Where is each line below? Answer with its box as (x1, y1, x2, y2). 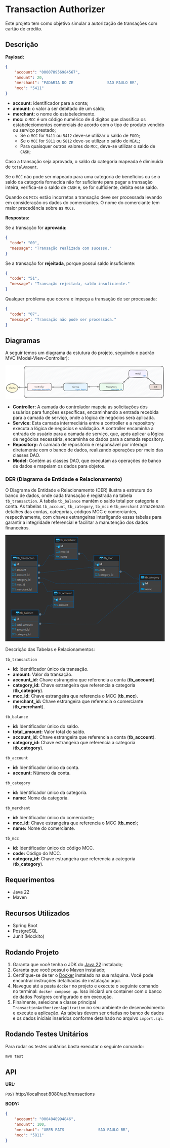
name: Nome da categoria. (12, 794, 69, 801)
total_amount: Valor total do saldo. (12, 729, 86, 735)
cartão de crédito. (5, 25, 43, 31)
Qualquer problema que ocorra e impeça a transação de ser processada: (5, 296, 157, 302)
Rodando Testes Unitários (5, 1030, 89, 1039)
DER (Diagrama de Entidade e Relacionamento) (5, 476, 122, 483)
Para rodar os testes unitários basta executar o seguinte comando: (5, 1043, 144, 1049)
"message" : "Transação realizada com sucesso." (10, 246, 112, 251)
